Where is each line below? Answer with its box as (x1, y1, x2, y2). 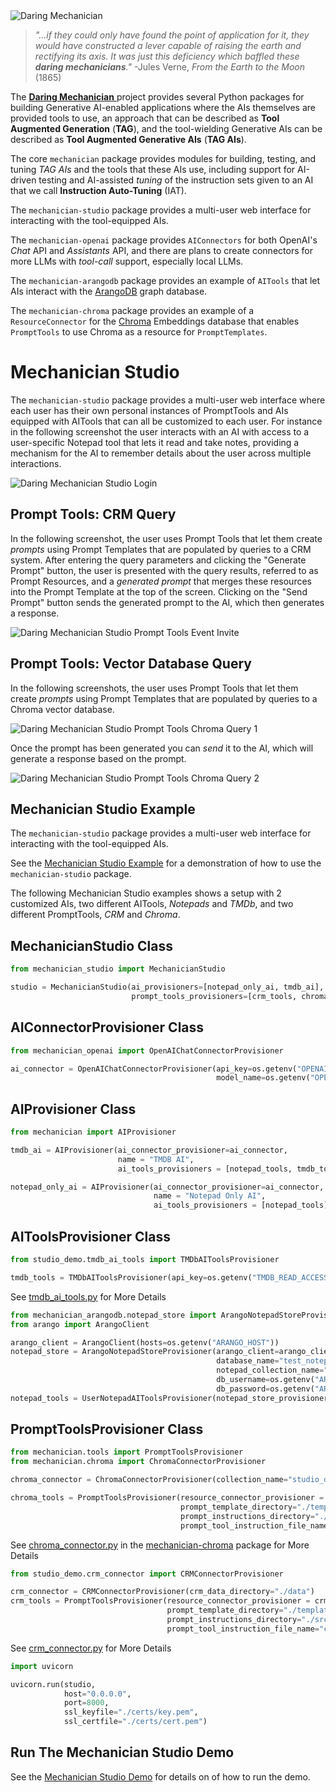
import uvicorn (10, 1661, 74, 1671)
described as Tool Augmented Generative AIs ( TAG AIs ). (10, 134, 247, 145)
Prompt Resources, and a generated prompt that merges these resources (10, 575, 312, 587)
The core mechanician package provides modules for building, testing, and (10, 153, 317, 164)
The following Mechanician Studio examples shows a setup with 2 (10, 887, 282, 899)
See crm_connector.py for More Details (10, 1642, 172, 1654)
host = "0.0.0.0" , (63, 1689, 132, 1699)
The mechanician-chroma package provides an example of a (10, 305, 255, 316)
